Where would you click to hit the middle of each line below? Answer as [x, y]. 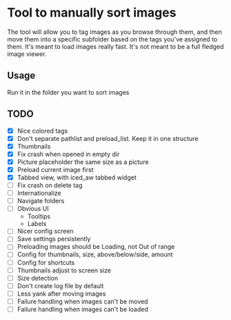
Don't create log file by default [60, 285]
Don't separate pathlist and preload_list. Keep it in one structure [108, 138]
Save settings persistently [54, 239]
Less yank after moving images [61, 293]
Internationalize [39, 193]
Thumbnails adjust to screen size [64, 270]
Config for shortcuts [46, 262]
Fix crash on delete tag [50, 185]
